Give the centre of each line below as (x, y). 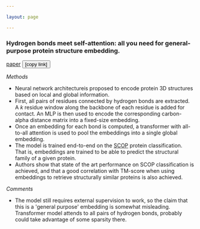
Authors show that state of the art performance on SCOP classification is (104, 164)
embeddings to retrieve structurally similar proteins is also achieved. (99, 177)
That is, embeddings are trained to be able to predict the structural (97, 152)
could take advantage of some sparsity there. (71, 219)
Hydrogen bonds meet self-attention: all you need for (85, 43)
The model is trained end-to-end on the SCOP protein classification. (99, 145)
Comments (20, 188)
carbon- (172, 114)
